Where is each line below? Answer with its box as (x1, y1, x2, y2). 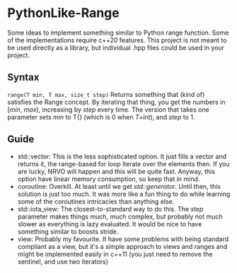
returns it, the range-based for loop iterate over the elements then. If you (17, 159, 230, 168)
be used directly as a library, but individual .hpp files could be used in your (7, 43, 225, 52)
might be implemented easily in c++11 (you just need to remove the (17, 250, 213, 258)
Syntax (7, 71, 40, 83)
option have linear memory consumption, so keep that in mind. (17, 175, 200, 183)
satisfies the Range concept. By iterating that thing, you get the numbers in (7, 98, 226, 106)
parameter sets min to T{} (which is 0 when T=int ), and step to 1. (7, 112, 195, 121)
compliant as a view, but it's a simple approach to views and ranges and (17, 242, 228, 250)
